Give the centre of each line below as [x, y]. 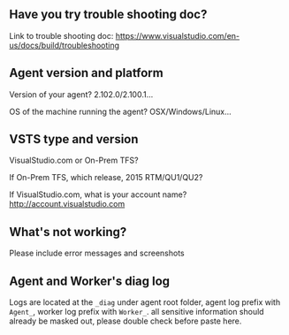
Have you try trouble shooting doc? [108, 15]
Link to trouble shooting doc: [61, 35]
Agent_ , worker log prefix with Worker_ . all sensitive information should [137, 312]
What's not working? [68, 232]
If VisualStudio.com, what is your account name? [98, 194]
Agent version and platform [86, 73]
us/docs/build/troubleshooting [65, 45]
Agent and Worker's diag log [90, 281]
